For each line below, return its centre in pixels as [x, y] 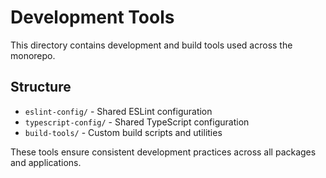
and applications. [46, 162]
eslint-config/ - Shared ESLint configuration [118, 111]
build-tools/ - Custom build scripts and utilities [123, 132]
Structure [41, 87]
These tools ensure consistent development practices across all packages [163, 152]
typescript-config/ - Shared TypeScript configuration [137, 122]
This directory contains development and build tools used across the [151, 45]
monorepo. [33, 55]
